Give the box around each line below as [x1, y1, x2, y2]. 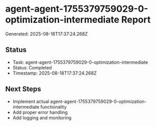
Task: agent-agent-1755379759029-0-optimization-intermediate [12, 59, 148, 65]
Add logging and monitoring [12, 114, 72, 120]
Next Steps [5, 85, 41, 93]
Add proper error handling [12, 109, 68, 115]
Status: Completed [12, 64, 52, 70]
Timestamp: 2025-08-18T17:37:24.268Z [12, 70, 97, 76]
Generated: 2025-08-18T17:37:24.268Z [5, 31, 88, 37]
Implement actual [12, 98, 49, 105]
